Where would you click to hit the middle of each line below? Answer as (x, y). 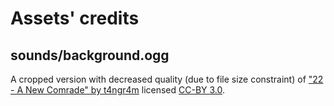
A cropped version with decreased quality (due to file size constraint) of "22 (167, 79)
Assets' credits (75, 18)
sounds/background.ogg (90, 55)
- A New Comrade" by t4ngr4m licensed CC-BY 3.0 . (118, 90)
